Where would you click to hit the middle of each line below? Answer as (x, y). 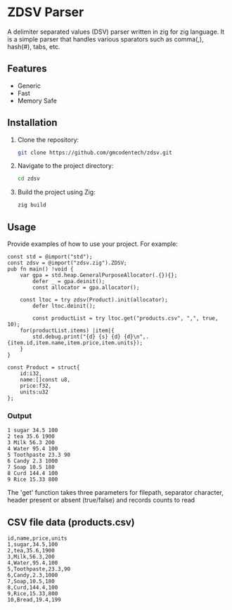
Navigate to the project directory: (65, 166)
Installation (32, 123)
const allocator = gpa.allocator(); (86, 287)
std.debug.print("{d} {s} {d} (77, 337)
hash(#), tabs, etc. (34, 46)
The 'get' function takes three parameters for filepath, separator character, (115, 493)
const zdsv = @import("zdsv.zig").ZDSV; (67, 263)
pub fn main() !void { (40, 269)
